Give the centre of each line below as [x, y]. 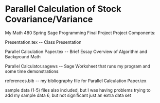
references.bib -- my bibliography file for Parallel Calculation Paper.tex [76, 81]
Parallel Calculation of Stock [63, 9]
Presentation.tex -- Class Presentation [43, 42]
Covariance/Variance [49, 19]
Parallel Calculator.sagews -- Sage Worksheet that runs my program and [78, 66]
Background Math [23, 56]
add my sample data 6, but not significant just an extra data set [68, 95]
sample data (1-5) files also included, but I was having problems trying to [78, 90]
